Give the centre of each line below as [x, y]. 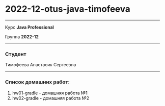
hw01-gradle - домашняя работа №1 [50, 93]
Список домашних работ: [38, 82]
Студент [16, 54]
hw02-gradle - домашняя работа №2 [51, 98]
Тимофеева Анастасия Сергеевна [41, 65]
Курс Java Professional [29, 27]
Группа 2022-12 [22, 37]
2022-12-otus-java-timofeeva [68, 9]
